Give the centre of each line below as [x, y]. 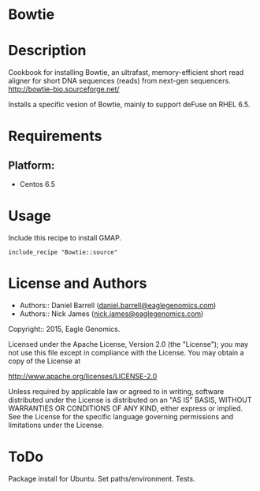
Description [47, 51]
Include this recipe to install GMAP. [65, 238]
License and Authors [78, 283]
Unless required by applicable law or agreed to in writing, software [116, 391]
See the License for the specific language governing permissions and [121, 417]
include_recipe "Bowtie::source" [63, 253]
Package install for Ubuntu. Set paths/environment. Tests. [102, 478]
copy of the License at [45, 361]
